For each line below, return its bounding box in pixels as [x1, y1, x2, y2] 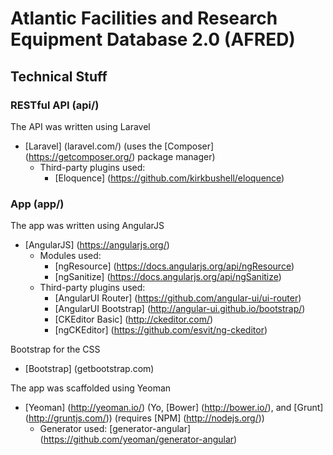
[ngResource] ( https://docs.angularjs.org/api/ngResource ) [54, 260, 295, 272]
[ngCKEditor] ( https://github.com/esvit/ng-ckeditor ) [54, 324, 268, 336]
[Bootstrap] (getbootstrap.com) [24, 363, 155, 375]
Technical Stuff [10, 68, 108, 85]
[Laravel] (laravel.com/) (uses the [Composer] [24, 140, 215, 152]
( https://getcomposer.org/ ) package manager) [24, 150, 216, 162]
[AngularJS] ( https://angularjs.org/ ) [24, 239, 170, 251]
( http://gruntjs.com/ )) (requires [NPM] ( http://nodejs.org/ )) [24, 412, 265, 424]
